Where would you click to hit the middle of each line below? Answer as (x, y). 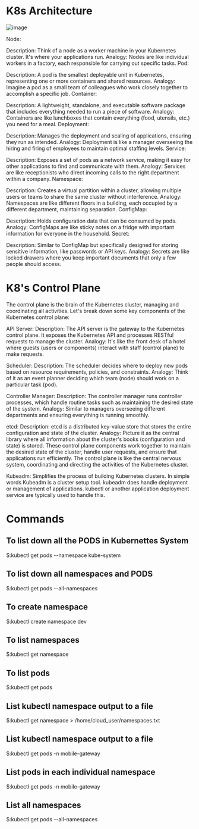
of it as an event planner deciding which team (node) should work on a (93, 378)
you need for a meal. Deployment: (48, 124)
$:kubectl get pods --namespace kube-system (63, 555)
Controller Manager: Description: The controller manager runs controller (94, 396)
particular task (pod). (32, 384)
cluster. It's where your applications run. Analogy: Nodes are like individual (97, 57)
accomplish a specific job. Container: (52, 93)
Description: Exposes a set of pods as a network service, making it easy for (99, 159)
